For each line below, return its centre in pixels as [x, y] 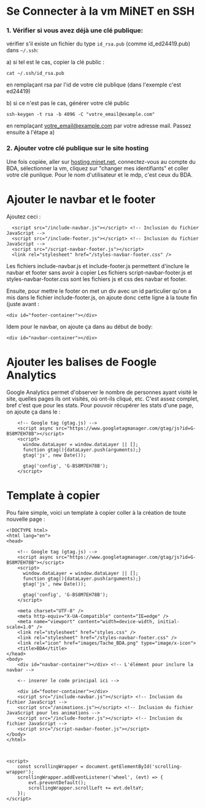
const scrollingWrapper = [51, 766]
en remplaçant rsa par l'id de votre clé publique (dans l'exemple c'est [94, 85]
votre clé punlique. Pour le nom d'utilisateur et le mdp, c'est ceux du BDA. [100, 175]
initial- [168, 621]
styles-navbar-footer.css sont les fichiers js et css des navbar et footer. [97, 279]
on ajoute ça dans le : [33, 412]
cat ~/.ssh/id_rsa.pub [35, 74]
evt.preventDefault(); [57, 783]
